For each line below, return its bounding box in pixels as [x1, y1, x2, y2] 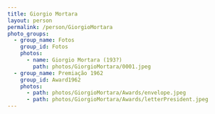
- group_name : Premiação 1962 [14, 69, 103, 76]
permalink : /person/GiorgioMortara [7, 23, 113, 30]
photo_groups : [7, 30, 50, 38]
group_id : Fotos [20, 43, 69, 50]
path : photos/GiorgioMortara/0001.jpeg [33, 63, 152, 70]
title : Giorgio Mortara [7, 10, 78, 18]
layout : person [7, 17, 53, 24]
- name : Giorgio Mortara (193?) [26, 57, 122, 64]
